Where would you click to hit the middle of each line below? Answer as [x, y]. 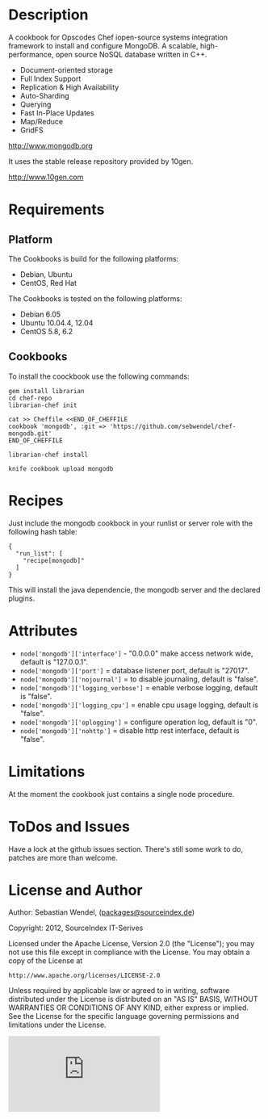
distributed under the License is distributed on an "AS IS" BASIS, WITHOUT [133, 1000]
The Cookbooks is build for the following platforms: [94, 258]
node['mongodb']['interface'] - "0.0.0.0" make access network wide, [136, 653]
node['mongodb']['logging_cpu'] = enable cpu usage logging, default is [139, 705]
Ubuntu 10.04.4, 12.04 [57, 323]
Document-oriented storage [66, 69]
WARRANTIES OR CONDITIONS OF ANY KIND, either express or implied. [128, 1008]
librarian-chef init [43, 405]
